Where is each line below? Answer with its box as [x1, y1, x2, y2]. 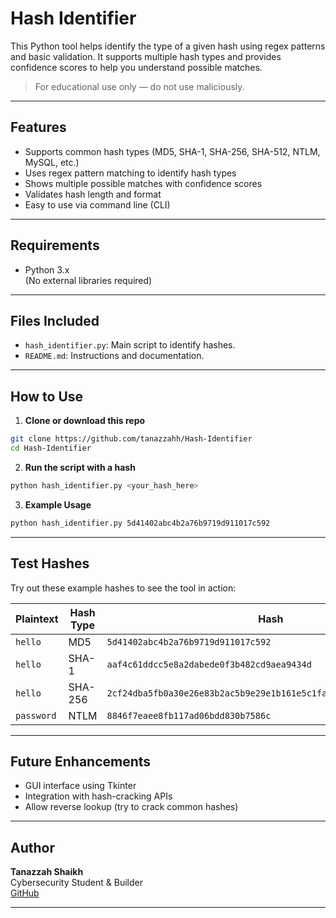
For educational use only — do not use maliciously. [34, 80, 245, 92]
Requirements [10, 237, 100, 254]
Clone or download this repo [24, 415, 146, 427]
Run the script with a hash [24, 461, 136, 473]
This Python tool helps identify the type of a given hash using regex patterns [10, 40, 326, 52]
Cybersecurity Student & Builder [10, 877, 143, 889]
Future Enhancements [10, 753, 152, 770]
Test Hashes [10, 555, 90, 572]
